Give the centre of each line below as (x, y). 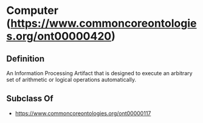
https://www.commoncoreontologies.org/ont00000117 (83, 113)
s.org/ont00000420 (59, 36)
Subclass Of (30, 98)
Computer (33, 11)
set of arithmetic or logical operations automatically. (71, 80)
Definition (25, 58)
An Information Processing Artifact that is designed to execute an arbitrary (99, 73)
